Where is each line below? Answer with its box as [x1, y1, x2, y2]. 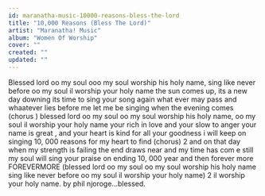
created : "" [8, 48, 48, 56]
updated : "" [8, 56, 48, 64]
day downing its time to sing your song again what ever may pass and [8, 94, 237, 104]
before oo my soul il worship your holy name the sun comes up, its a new [8, 86, 248, 95]
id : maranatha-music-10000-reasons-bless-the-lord [8, 11, 180, 20]
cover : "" [8, 41, 41, 49]
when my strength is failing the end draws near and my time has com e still [8, 144, 254, 155]
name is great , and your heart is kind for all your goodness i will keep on [8, 128, 247, 137]
